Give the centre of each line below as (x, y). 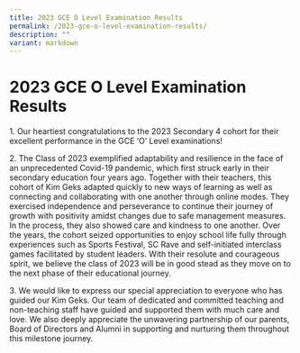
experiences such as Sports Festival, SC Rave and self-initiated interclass (145, 245)
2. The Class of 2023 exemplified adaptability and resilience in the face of (146, 158)
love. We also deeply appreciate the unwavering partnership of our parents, (150, 320)
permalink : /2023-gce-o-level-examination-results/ (108, 26)
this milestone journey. (51, 339)
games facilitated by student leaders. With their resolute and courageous (145, 254)
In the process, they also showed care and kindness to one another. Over (145, 225)
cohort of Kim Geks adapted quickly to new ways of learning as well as (141, 187)
